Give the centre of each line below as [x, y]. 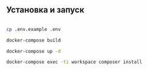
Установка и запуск [45, 10]
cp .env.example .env [34, 29]
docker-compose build [34, 40]
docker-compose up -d [34, 51]
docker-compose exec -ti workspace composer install [74, 62]
